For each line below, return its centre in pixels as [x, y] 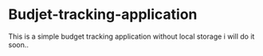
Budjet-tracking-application [103, 15]
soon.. [19, 44]
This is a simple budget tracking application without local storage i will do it [131, 36]
